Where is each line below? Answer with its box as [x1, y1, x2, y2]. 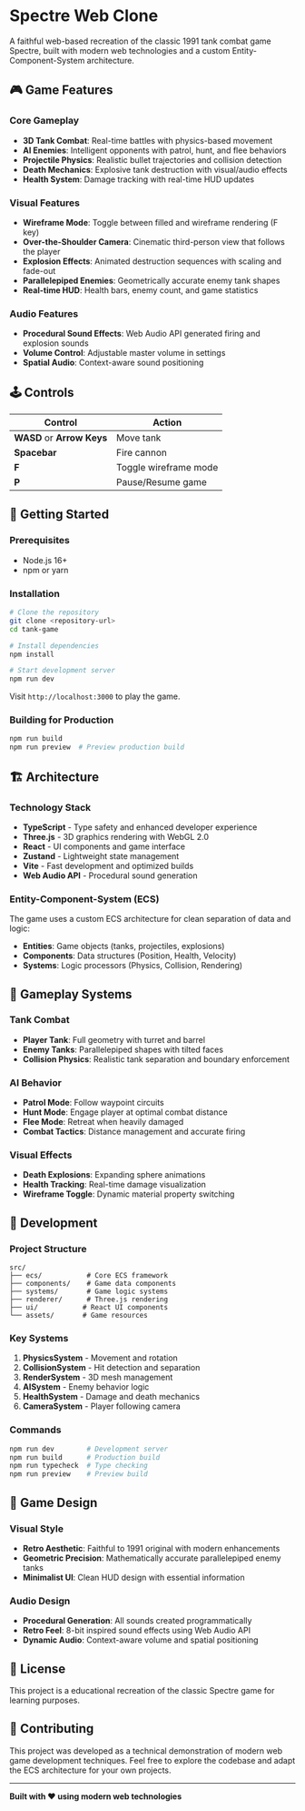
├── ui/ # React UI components [9, 1303, 169, 1312]
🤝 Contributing [9, 1721, 94, 1736]
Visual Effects [9, 1148, 73, 1161]
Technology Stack [9, 801, 92, 814]
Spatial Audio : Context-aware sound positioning [22, 357, 204, 369]
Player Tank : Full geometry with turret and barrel [22, 1034, 206, 1045]
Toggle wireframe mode [116, 461, 219, 474]
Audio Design [9, 1594, 71, 1607]
